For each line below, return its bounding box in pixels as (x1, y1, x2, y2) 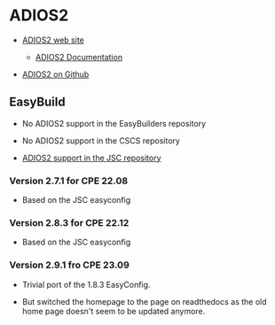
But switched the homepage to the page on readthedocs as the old (21, 296, 268, 306)
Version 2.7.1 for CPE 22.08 (9, 174, 129, 187)
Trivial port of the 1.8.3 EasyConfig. (21, 279, 151, 290)
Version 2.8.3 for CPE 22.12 (9, 216, 130, 228)
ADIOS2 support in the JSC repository (21, 152, 161, 163)
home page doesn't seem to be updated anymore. (21, 306, 206, 316)
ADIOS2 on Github (21, 68, 90, 80)
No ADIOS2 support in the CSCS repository (21, 135, 180, 146)
